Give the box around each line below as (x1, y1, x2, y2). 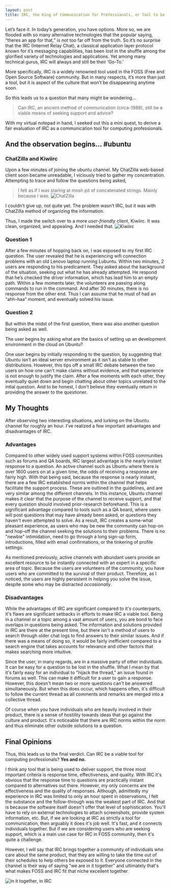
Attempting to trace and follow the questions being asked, (5, 178, 127, 184)
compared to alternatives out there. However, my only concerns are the (5, 783, 155, 788)
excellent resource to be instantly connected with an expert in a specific (5, 560, 157, 566)
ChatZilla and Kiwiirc (5, 155, 58, 162)
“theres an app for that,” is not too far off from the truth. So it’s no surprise (5, 37, 161, 43)
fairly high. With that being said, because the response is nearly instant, (5, 474, 156, 480)
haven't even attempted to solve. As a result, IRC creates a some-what (5, 517, 153, 523)
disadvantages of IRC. (5, 428, 52, 434)
